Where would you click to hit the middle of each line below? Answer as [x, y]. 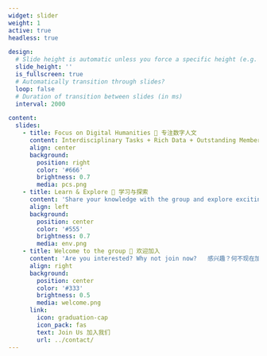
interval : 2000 [41, 104]
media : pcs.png [62, 185]
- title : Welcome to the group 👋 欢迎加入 [91, 251]
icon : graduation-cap [73, 318]
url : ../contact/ [65, 340]
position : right [64, 163]
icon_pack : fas [62, 325]
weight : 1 [25, 23]
